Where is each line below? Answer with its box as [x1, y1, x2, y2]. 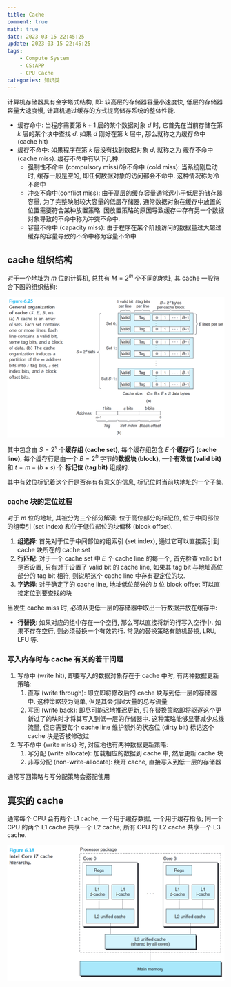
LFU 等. [17, 635, 39, 643]
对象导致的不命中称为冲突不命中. [27, 214, 121, 223]
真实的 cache [7, 795, 64, 807]
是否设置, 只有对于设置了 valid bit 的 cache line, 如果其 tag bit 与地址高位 [17, 563, 223, 571]
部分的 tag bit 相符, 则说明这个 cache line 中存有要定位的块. [17, 571, 185, 580]
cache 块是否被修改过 [27, 732, 90, 740]
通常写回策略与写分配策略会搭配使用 [7, 773, 110, 781]
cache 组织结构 [7, 254, 73, 265]
